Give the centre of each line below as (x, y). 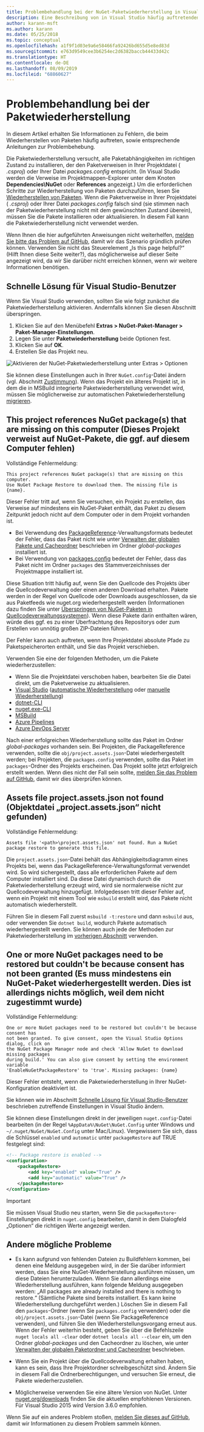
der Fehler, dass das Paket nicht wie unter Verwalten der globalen (97, 539)
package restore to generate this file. (58, 848)
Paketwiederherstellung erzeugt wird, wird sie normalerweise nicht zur (95, 885)
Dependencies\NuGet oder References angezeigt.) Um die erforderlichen (99, 184)
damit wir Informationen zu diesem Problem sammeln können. (84, 1423)
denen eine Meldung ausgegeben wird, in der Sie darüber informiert (100, 1265)
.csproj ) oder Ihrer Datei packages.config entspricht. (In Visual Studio (93, 171)
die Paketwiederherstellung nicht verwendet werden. (72, 223)
